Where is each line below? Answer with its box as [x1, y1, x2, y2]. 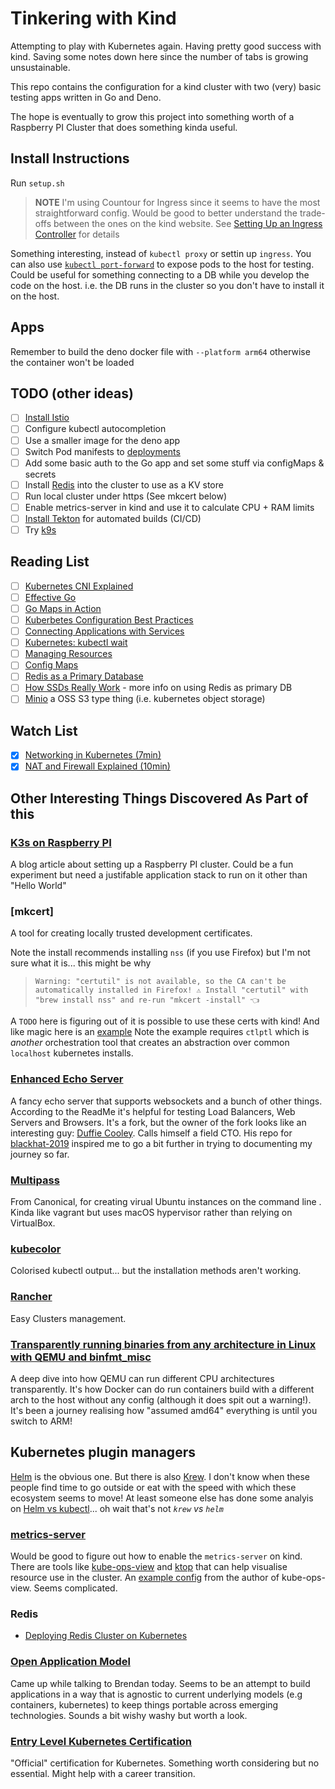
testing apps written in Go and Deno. [10, 91, 162, 103]
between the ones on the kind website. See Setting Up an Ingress [53, 217, 323, 229]
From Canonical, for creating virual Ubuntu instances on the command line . [10, 1196, 322, 1208]
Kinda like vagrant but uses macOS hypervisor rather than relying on [10, 1207, 293, 1219]
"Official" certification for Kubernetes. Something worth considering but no [10, 1757, 320, 1769]
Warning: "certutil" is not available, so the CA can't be [34, 977, 287, 987]
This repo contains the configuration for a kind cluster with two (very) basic [10, 80, 322, 92]
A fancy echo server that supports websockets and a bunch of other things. [10, 1095, 323, 1107]
